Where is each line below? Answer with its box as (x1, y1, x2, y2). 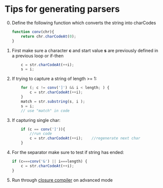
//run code (30, 131, 52, 136)
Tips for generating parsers (4, 3, 120, 15)
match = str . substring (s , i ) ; (21, 99, 85, 104)
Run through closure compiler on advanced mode (11, 177, 113, 183)
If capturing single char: (11, 117, 61, 123)
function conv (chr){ (11, 29, 54, 34)
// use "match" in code (21, 108, 70, 113)
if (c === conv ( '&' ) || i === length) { (11, 159, 87, 164)
